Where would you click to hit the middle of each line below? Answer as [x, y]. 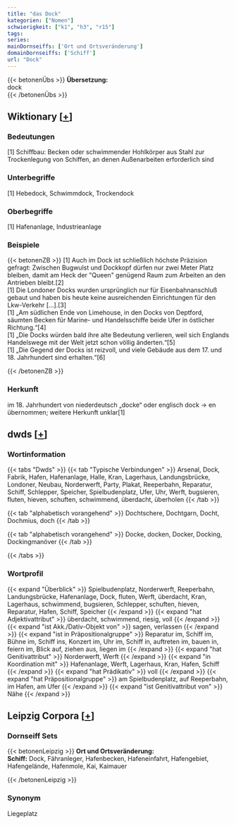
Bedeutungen [31, 137]
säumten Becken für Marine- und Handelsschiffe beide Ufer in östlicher [111, 320]
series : [19, 40]
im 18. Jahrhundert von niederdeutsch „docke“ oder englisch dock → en [112, 405]
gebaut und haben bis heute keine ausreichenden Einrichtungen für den [112, 298]
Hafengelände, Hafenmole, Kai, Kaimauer [67, 766]
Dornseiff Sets [32, 736]
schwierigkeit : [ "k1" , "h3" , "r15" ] [61, 27]
